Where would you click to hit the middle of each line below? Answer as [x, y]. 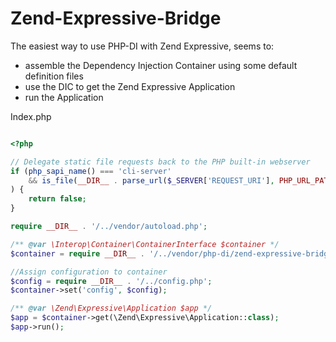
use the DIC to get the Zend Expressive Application [130, 86]
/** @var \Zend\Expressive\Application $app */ [111, 308]
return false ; [57, 199]
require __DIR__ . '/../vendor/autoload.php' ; [109, 227]
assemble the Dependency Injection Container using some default [161, 65]
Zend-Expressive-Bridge [116, 18]
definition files [54, 76]
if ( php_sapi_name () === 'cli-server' [91, 171]
